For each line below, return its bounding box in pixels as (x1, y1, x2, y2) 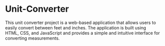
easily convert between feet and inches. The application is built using (5, 24, 147, 30)
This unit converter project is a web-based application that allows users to (5, 20, 157, 25)
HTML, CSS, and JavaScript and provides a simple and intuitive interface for (5, 30, 160, 36)
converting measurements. (5, 35, 60, 41)
